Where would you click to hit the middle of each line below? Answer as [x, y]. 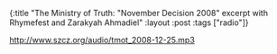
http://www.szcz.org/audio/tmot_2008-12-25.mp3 [102, 40]
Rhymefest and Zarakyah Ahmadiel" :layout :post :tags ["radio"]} [129, 22]
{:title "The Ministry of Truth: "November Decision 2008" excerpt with [139, 13]
